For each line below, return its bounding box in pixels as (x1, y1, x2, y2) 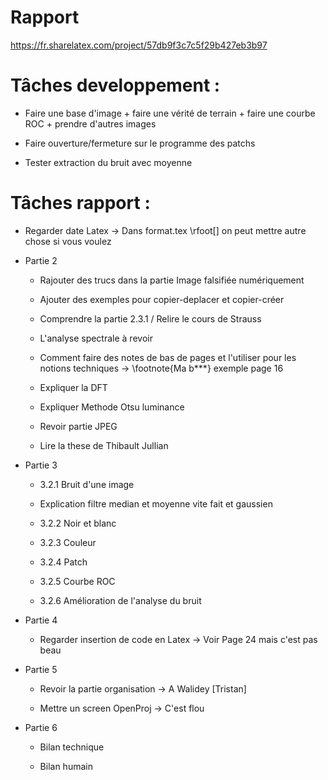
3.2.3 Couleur (39, 536, 97, 548)
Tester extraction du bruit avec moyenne (24, 156, 193, 168)
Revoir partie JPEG (39, 420, 118, 432)
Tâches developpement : (10, 74, 221, 97)
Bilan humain (39, 760, 93, 772)
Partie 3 (24, 459, 58, 471)
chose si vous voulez (24, 235, 112, 247)
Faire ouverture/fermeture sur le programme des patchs (24, 137, 256, 149)
